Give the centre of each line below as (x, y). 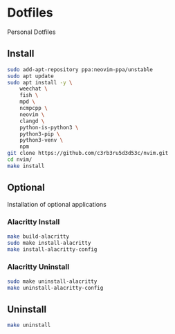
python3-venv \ (42, 140)
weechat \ (34, 89)
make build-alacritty (38, 236)
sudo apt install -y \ (40, 82)
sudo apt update (30, 76)
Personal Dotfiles (31, 32)
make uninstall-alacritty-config (55, 288)
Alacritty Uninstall (38, 267)
